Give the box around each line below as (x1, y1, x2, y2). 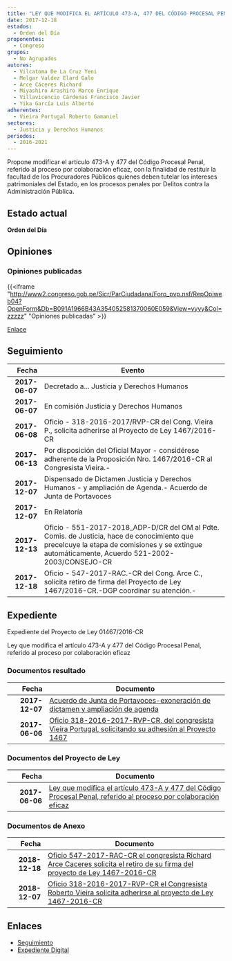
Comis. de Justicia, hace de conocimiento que (43, 531, 194, 541)
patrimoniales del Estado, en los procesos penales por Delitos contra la (7, 180, 209, 188)
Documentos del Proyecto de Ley (7, 753, 121, 763)
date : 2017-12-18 (7, 17, 57, 24)
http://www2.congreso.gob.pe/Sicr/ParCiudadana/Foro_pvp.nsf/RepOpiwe (10, 289, 222, 298)
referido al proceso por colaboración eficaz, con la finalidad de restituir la (7, 165, 216, 174)
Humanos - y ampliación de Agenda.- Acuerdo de (43, 483, 208, 492)
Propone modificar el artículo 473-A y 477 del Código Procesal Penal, (7, 158, 206, 166)
